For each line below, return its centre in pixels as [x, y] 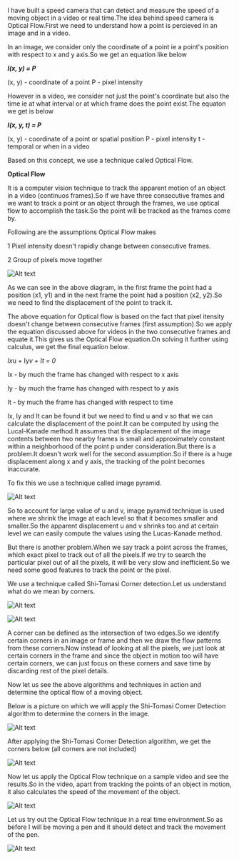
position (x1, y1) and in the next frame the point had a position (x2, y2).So [115, 295]
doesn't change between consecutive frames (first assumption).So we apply [120, 324]
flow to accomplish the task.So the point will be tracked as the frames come [119, 211]
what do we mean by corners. [51, 591]
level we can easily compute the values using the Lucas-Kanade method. [115, 533]
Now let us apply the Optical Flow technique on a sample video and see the [118, 777]
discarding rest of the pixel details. [58, 671]
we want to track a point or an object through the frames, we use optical [113, 203]
